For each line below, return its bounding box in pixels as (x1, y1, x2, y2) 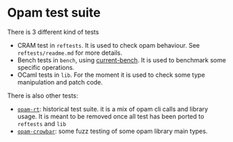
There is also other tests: (7, 91, 79, 100)
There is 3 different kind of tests (7, 28, 99, 36)
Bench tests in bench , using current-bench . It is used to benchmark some (17, 55, 226, 64)
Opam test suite (7, 5, 101, 21)
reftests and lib (17, 119, 67, 127)
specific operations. (17, 63, 75, 71)
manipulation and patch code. (17, 78, 103, 86)
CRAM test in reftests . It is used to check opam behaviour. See (17, 41, 200, 49)
